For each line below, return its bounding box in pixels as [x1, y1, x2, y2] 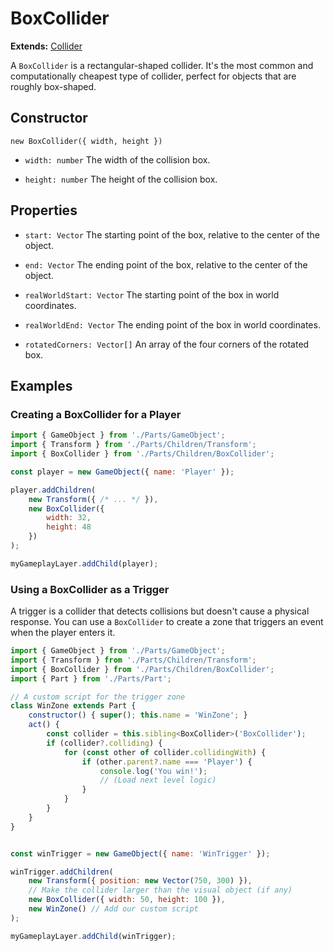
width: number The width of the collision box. [24, 153, 211, 166]
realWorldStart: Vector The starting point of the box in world [24, 288, 280, 301]
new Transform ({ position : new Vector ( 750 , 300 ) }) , [28, 876, 253, 886]
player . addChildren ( [10, 485, 97, 495]
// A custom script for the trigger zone [10, 692, 186, 702]
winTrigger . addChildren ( [10, 867, 114, 877]
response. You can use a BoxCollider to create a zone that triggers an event [10, 616, 324, 628]
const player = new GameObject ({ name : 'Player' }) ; [10, 467, 235, 477]
